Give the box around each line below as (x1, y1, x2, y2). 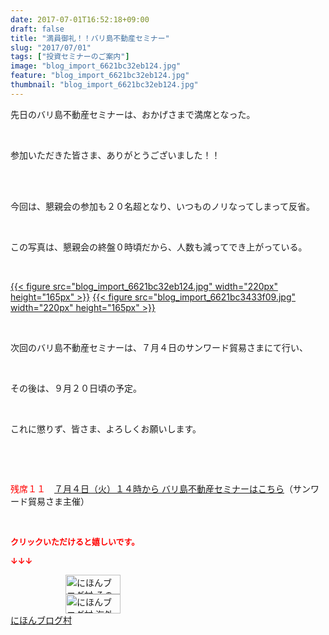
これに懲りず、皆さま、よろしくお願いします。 (10, 422, 202, 435)
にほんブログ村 (10, 614, 72, 626)
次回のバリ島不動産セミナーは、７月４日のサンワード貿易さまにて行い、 (10, 341, 308, 353)
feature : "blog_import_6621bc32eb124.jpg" (10, 71, 190, 81)
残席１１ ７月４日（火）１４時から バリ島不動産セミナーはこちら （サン (10, 482, 311, 495)
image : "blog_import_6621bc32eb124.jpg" (10, 61, 182, 71)
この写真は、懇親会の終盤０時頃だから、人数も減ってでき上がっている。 (10, 241, 308, 253)
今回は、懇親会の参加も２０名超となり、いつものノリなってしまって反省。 (10, 200, 316, 212)
